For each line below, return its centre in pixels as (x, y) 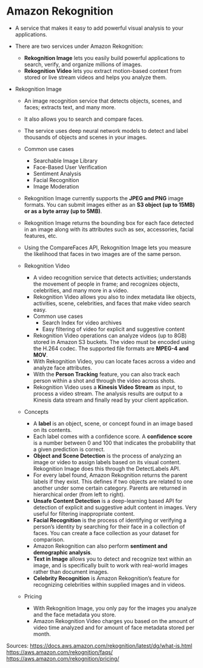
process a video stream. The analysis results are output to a (108, 393)
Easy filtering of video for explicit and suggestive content (113, 329)
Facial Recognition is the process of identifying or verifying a (110, 520)
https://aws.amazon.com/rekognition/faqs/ (60, 652)
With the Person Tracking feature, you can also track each (106, 374)
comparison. (49, 539)
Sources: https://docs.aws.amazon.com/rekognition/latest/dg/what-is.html (99, 646)
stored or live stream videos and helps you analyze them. (95, 77)
